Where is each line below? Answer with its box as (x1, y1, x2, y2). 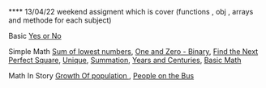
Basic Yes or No (8, 31, 62, 40)
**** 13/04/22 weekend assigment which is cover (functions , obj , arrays (8, 7, 254, 16)
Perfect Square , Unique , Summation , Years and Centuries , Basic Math (8, 56, 242, 65)
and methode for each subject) (8, 15, 112, 25)
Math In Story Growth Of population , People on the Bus (8, 71, 195, 80)
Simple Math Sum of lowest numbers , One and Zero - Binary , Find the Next (8, 47, 259, 56)
